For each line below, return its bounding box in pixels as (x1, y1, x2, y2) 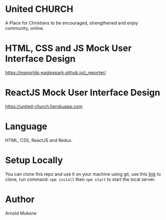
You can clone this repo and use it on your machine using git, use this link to (5, 171, 161, 177)
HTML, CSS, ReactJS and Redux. (5, 137, 73, 143)
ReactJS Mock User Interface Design (5, 87, 161, 98)
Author (5, 194, 35, 205)
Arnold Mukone (5, 210, 37, 216)
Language (5, 121, 48, 132)
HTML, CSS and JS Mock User (5, 43, 132, 54)
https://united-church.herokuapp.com (5, 103, 83, 109)
